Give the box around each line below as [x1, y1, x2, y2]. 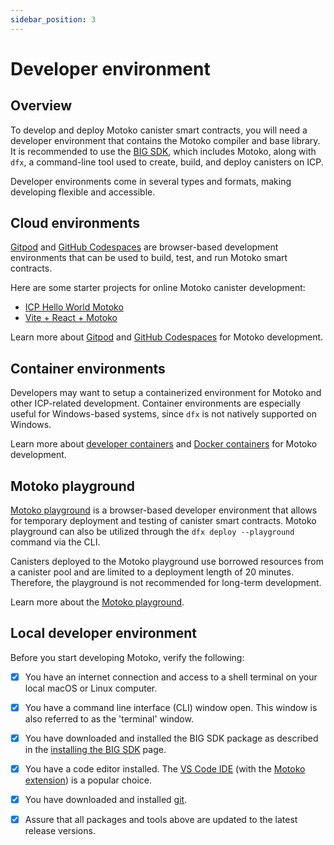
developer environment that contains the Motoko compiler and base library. [10, 134, 321, 146]
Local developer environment [10, 625, 198, 642]
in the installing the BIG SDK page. [24, 744, 167, 756]
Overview [10, 97, 73, 115]
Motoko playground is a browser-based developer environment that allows [10, 504, 318, 516]
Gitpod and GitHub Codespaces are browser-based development [10, 241, 279, 253]
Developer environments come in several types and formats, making [10, 175, 292, 187]
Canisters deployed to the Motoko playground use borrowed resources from [10, 556, 324, 568]
